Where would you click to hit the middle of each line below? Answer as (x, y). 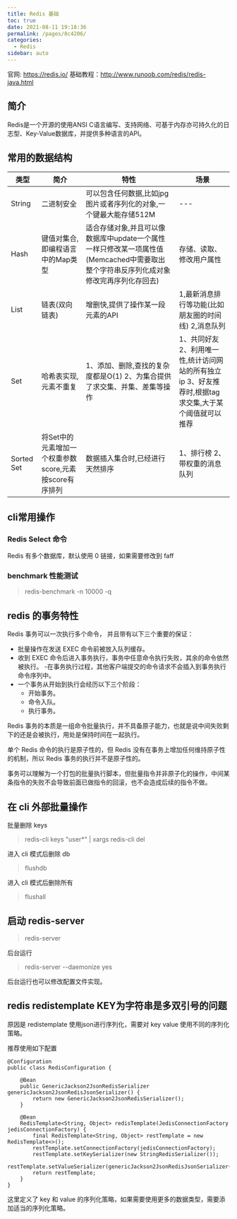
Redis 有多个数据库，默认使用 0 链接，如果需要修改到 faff (91, 556)
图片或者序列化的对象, (122, 204)
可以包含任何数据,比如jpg (127, 193)
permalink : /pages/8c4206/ (47, 34)
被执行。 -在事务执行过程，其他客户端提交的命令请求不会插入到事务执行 (122, 667)
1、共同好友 (199, 338)
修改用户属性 (200, 259)
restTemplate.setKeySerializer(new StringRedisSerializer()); (126, 1154)
